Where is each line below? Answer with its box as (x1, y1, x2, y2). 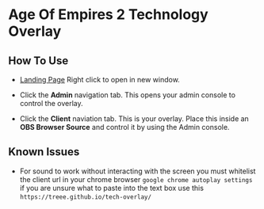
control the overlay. (19, 99, 83, 108)
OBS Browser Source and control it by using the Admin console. (19, 123, 230, 131)
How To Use (8, 54, 69, 67)
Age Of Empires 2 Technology (8, 6, 209, 24)
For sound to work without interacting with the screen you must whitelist (19, 166, 256, 176)
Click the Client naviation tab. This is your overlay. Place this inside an (19, 114, 250, 123)
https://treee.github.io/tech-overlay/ (19, 192, 152, 201)
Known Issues (8, 145, 80, 159)
